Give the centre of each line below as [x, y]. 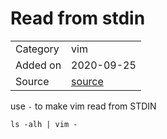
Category [37, 49]
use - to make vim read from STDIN [83, 106]
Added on [38, 65]
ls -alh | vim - [44, 124]
